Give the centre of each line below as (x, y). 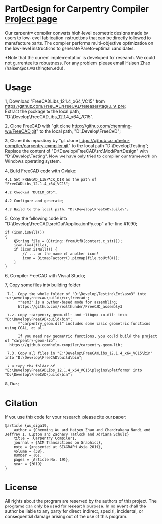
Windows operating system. (33, 161)
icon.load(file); (31, 245)
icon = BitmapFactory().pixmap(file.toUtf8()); (71, 258)
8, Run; (12, 384)
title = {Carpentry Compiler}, (45, 438)
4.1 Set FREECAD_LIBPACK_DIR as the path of (51, 179)
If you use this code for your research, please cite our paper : (66, 417)
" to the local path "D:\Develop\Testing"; (109, 146)
